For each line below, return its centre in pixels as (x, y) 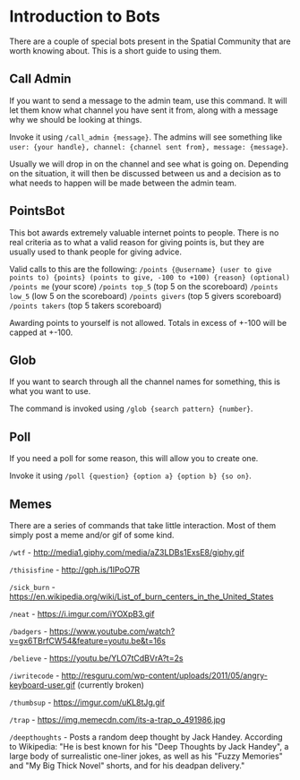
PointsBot (37, 211)
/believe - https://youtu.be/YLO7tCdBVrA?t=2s (96, 658)
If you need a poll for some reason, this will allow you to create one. (134, 459)
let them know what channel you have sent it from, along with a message (144, 110)
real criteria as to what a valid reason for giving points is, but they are (137, 242)
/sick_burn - (32, 587)
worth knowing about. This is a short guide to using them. (116, 50)
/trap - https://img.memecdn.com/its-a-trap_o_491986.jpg (117, 720)
